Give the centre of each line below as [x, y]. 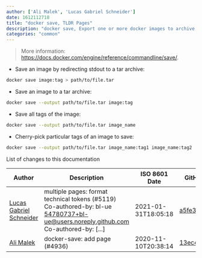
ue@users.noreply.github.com [87, 221]
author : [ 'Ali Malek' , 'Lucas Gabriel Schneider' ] [71, 12]
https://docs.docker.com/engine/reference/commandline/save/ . [100, 58]
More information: [43, 51]
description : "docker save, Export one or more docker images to [90, 28]
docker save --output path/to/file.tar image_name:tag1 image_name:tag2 [99, 148]
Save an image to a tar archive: [53, 91]
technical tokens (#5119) [80, 199]
